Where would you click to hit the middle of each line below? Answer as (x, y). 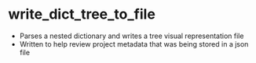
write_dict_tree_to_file (82, 14)
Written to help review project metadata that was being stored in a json (134, 44)
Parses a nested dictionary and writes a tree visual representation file (132, 36)
